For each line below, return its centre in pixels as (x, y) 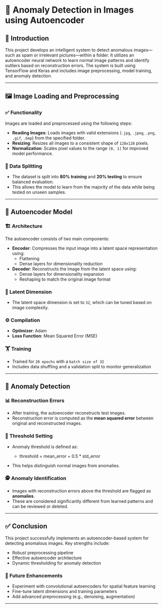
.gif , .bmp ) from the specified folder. (49, 138)
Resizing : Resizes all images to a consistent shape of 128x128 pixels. (80, 143)
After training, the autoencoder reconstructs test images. (69, 413)
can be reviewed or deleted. (40, 506)
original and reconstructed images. (47, 423)
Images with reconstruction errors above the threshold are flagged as (81, 491)
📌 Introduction (27, 38)
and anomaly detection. (29, 76)
